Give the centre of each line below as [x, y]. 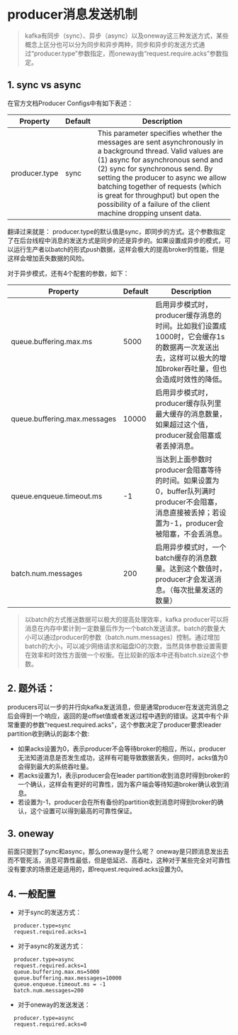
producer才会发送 [185, 579]
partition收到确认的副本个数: [49, 734]
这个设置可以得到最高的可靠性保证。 [83, 810]
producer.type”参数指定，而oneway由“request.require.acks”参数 [128, 53]
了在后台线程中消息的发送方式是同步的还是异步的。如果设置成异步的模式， [116, 240]
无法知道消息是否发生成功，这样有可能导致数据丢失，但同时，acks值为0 [123, 757]
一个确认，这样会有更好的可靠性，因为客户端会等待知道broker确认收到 [120, 784]
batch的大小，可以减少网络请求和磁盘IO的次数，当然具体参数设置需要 [126, 646]
